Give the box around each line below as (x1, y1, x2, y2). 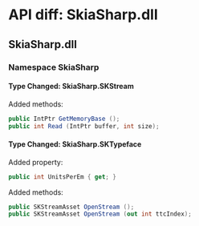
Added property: (8, 157, 63, 167)
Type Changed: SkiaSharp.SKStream (8, 82, 134, 91)
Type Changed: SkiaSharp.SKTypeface (8, 139, 142, 149)
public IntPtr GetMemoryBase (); (8, 115, 120, 123)
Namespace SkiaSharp (8, 62, 99, 73)
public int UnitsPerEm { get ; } (8, 172, 116, 181)
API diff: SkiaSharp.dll (8, 6, 158, 24)
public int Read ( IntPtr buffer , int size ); (8, 122, 160, 130)
